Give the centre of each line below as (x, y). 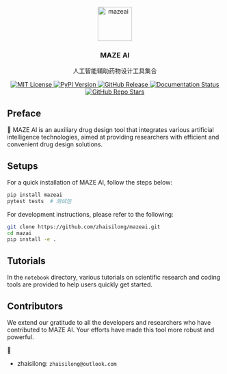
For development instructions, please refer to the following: (90, 214)
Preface (24, 113)
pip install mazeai (35, 195)
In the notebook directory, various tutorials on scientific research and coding (114, 278)
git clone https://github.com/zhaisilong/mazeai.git (84, 227)
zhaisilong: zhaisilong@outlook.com (67, 363)
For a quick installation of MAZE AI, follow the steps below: (90, 182)
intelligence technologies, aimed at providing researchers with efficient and (113, 137)
